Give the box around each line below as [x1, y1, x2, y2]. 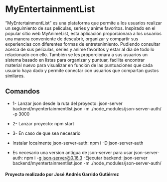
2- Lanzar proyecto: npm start [12, 120, 74, 126]
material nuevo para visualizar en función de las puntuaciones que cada [5, 62, 153, 68]
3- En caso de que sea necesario [12, 130, 81, 136]
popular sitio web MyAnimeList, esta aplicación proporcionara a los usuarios [5, 30, 162, 36]
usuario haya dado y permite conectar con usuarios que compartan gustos [5, 67, 159, 73]
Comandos [5, 87, 40, 95]
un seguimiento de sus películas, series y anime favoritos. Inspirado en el [5, 25, 156, 31]
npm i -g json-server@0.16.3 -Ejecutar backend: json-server [24, 155, 148, 161]
